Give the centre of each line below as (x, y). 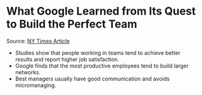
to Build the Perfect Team (72, 24)
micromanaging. (36, 85)
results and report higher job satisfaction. (67, 59)
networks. (28, 72)
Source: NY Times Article (38, 41)
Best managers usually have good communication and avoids (92, 79)
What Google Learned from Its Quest (101, 11)
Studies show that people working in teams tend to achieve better (98, 52)
